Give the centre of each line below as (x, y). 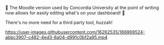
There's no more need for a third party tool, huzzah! (59, 22)
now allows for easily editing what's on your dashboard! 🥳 (65, 13)
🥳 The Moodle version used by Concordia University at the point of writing (82, 8)
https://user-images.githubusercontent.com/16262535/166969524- (75, 32)
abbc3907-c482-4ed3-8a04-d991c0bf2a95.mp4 (56, 37)
